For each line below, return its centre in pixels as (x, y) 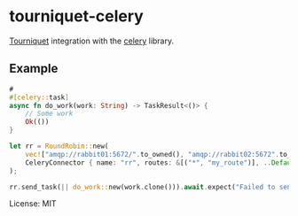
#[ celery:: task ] (39, 97)
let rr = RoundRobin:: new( (59, 146)
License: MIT (33, 204)
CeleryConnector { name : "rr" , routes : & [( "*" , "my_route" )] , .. (149, 162)
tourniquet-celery (76, 16)
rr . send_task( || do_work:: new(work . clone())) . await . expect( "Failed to (142, 187)
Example (34, 69)
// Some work (49, 114)
